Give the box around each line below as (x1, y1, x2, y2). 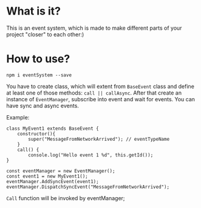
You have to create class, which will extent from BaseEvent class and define (6, 82, 194, 90)
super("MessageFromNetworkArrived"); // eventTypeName (28, 136, 170, 142)
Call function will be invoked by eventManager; (6, 194, 126, 201)
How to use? (6, 52, 70, 66)
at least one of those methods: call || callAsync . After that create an (6, 89, 182, 96)
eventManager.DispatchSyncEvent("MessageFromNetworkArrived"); (6, 184, 170, 190)
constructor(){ (17, 130, 56, 137)
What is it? (6, 4, 61, 18)
